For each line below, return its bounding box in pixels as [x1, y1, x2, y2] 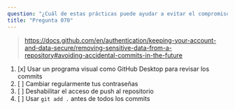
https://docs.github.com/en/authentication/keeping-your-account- [24, 36, 217, 44]
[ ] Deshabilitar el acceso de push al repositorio [17, 87, 154, 95]
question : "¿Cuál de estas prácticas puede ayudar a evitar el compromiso [7, 10, 230, 18]
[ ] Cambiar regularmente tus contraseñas [17, 79, 138, 88]
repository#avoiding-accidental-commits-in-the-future [24, 50, 183, 60]
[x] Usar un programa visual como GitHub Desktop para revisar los [17, 64, 210, 73]
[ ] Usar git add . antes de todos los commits [17, 94, 150, 102]
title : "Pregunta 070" [7, 17, 73, 24]
